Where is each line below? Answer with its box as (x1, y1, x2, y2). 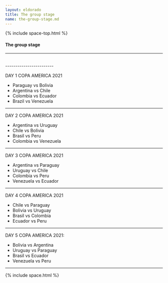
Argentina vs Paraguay (12, 162, 60, 168)
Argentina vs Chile (12, 87, 51, 93)
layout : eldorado (5, 7, 41, 12)
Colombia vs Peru (12, 173, 49, 179)
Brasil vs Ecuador (12, 253, 49, 259)
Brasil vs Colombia (12, 213, 51, 219)
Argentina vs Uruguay (12, 122, 58, 128)
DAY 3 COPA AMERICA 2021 (5, 152, 63, 158)
